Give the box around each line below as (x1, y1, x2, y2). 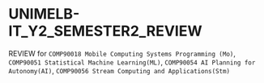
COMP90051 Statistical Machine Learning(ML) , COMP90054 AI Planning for (8, 57, 256, 67)
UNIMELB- (8, 5, 80, 23)
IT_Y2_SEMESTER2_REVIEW (8, 22, 202, 40)
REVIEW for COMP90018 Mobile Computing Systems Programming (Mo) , (8, 48, 236, 58)
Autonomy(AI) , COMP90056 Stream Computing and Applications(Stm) (8, 65, 231, 75)
